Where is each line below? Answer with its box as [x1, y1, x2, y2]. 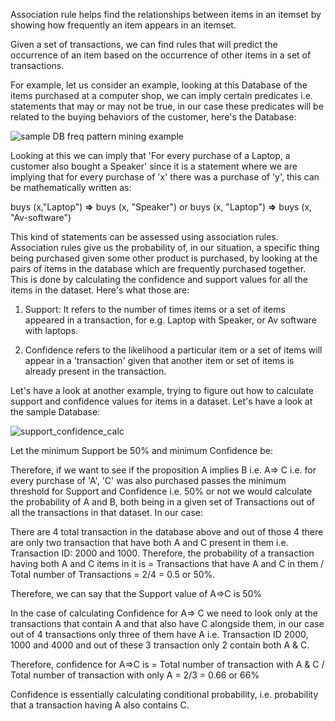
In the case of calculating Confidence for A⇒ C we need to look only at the [10, 607, 318, 619]
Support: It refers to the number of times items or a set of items [24, 304, 286, 315]
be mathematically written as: [10, 182, 132, 193]
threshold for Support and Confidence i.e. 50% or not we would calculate [10, 485, 313, 497]
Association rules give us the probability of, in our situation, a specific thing [10, 242, 320, 253]
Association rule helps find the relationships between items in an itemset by [10, 9, 322, 20]
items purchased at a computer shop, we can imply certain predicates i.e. [10, 90, 313, 101]
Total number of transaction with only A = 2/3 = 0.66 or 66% [10, 669, 260, 681]
